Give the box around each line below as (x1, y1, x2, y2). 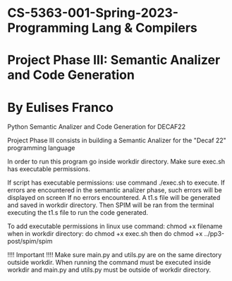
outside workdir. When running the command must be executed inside (7, 258, 212, 267)
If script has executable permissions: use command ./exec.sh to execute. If (7, 178, 226, 187)
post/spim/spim (7, 237, 53, 246)
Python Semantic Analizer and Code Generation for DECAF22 (7, 123, 185, 131)
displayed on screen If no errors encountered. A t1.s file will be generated (7, 194, 221, 202)
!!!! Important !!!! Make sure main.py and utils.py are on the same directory (7, 251, 222, 259)
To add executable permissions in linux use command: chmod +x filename (7, 222, 223, 230)
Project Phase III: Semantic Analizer (7, 52, 221, 68)
